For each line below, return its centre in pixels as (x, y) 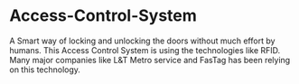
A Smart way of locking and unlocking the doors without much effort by (142, 41)
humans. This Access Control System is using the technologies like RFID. (145, 50)
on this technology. (45, 70)
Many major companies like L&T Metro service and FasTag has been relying (150, 60)
